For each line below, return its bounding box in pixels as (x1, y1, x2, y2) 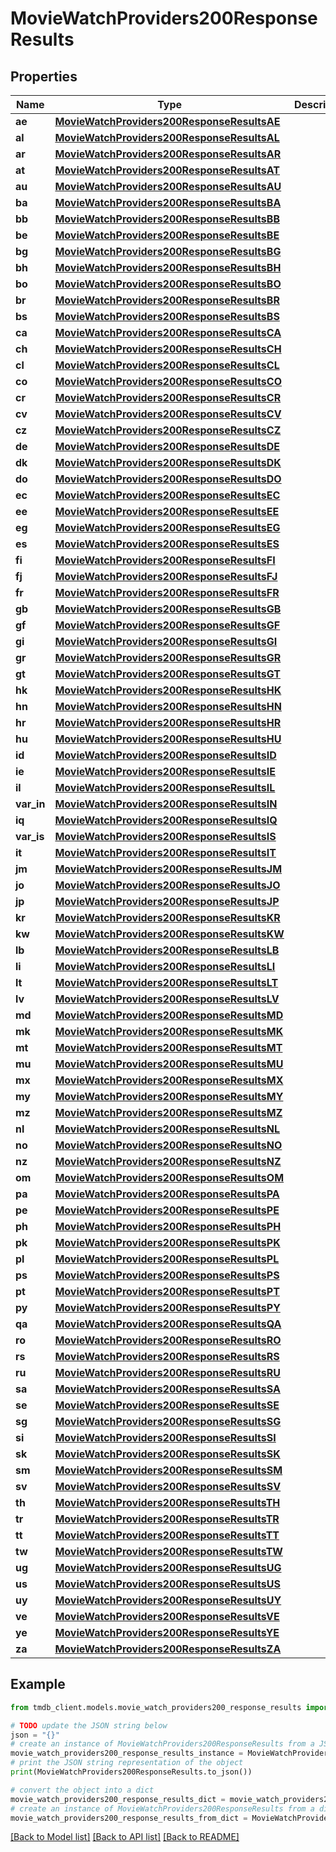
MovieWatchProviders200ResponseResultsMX (54, 1073, 284, 1087)
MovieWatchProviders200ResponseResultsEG (54, 521, 281, 534)
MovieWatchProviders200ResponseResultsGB (54, 602, 282, 616)
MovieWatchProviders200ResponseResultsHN (54, 700, 282, 713)
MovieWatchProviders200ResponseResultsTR (54, 1512, 280, 1526)
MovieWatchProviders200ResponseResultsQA (54, 1317, 282, 1331)
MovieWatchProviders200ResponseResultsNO (54, 1138, 283, 1152)
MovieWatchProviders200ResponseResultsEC (54, 488, 281, 502)
